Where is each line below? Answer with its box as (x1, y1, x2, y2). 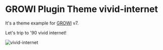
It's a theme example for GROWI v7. (5, 20, 79, 26)
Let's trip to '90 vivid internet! (5, 29, 67, 35)
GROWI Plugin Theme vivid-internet (5, 3, 158, 15)
